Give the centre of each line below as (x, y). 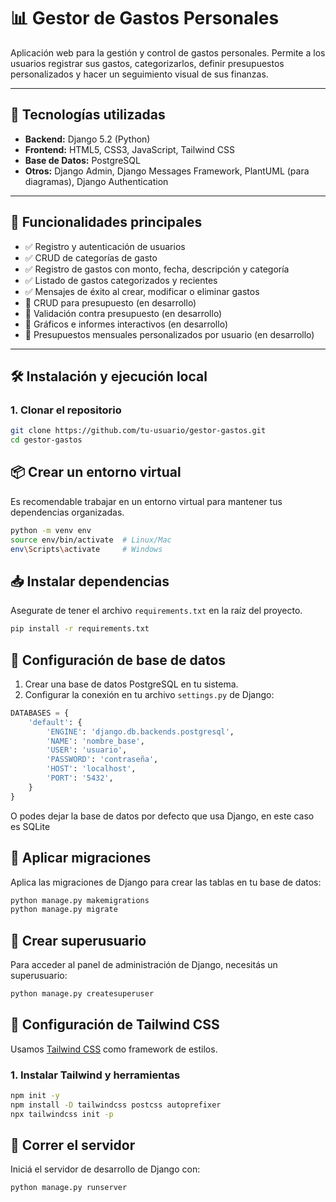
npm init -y (35, 1096)
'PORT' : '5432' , (80, 778)
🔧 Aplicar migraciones (81, 858)
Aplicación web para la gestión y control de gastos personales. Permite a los (168, 52)
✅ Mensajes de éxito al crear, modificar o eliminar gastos (142, 291)
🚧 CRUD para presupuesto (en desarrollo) (110, 302)
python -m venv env (51, 530)
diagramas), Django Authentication (96, 181)
